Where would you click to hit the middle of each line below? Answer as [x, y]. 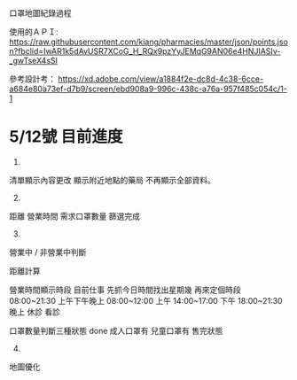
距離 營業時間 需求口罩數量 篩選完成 [74, 216]
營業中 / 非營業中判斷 [48, 252]
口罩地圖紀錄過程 [40, 13]
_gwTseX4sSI [34, 61]
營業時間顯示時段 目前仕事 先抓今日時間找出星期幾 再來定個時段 [125, 290]
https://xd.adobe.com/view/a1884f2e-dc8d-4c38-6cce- [160, 79]
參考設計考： [32, 79]
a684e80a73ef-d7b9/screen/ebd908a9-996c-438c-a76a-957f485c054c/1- [148, 89]
